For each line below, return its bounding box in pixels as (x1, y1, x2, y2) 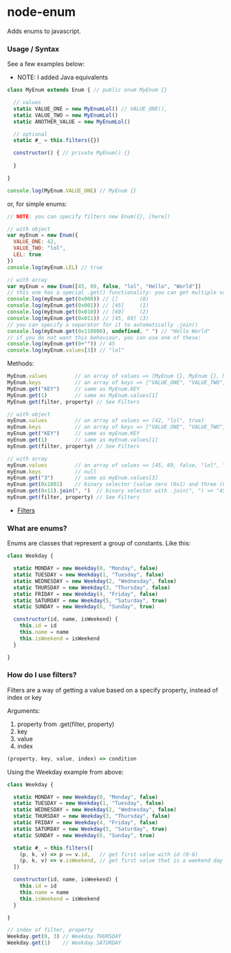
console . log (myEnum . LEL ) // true (7, 263, 103, 271)
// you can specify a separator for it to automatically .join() (7, 321, 198, 328)
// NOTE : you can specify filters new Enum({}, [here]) (7, 213, 170, 220)
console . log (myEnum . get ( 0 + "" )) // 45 (7, 341, 115, 348)
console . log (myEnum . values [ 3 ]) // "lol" (7, 347, 125, 354)
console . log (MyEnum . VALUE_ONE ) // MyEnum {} (7, 187, 137, 194)
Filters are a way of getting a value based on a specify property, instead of (7, 685, 219, 694)
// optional (13, 130, 48, 138)
